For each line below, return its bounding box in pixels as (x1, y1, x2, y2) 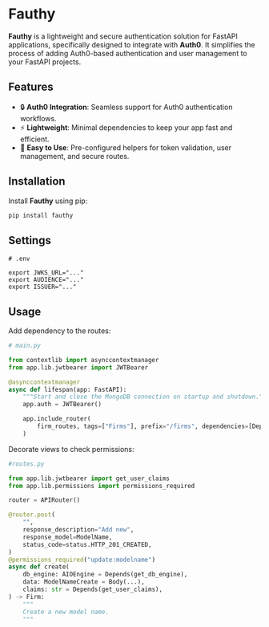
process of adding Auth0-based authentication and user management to (8, 48, 247, 58)
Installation (8, 174, 66, 189)
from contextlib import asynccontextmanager (8, 356, 159, 364)
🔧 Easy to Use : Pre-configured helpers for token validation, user (19, 142, 232, 153)
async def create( (8, 563, 70, 571)
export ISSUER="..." (8, 283, 78, 291)
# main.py (8, 342, 42, 350)
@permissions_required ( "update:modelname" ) (8, 556, 156, 564)
